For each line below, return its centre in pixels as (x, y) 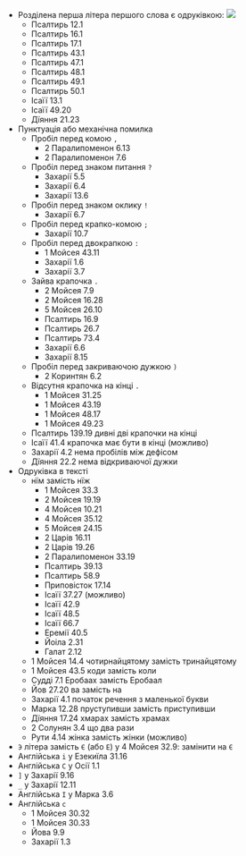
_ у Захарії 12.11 (47, 784)
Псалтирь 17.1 (56, 43)
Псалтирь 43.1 (58, 53)
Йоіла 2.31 (64, 642)
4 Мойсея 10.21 (73, 509)
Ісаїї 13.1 (46, 100)
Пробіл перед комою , (74, 138)
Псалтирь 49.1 (58, 81)
